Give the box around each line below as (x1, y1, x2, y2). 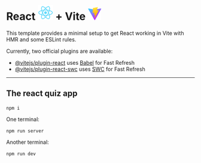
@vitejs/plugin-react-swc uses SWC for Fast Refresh (14, 65, 145, 73)
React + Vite (6, 10, 86, 23)
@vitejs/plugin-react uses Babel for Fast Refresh (14, 59, 135, 66)
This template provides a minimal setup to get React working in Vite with (6, 29, 184, 37)
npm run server (6, 128, 44, 134)
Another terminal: (6, 138, 49, 146)
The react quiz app (6, 89, 78, 99)
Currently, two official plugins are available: (6, 47, 113, 55)
